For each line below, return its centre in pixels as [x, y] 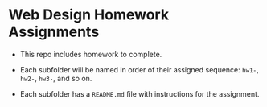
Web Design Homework [89, 15]
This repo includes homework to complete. [91, 54]
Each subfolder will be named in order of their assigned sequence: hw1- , [139, 69]
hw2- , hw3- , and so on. [56, 78]
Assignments [54, 32]
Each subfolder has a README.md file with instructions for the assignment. [140, 93]
